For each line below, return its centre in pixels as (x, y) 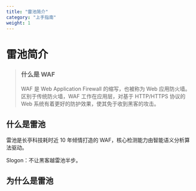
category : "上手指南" (31, 17)
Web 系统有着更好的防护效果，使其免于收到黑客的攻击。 (90, 104)
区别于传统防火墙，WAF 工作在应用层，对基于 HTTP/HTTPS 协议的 (103, 96)
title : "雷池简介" (27, 12)
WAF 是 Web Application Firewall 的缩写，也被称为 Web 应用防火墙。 (105, 89)
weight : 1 (19, 23)
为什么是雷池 (30, 181)
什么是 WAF (38, 74)
